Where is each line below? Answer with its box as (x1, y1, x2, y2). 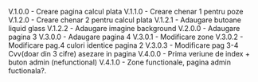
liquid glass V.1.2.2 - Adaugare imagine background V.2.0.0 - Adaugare (8, 24, 240, 33)
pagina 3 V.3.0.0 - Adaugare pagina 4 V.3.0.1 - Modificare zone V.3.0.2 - (8, 32, 244, 41)
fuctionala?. (8, 66, 47, 75)
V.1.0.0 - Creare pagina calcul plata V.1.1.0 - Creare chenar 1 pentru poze (8, 7, 244, 16)
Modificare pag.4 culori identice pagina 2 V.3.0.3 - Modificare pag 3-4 (8, 41, 239, 50)
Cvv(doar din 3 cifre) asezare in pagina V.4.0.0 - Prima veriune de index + (8, 49, 251, 58)
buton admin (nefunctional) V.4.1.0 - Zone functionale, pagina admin (8, 57, 231, 67)
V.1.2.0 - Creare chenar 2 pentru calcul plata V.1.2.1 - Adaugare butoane (8, 15, 241, 25)
